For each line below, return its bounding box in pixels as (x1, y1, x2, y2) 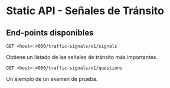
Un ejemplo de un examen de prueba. (6, 76, 98, 82)
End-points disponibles (6, 28, 94, 38)
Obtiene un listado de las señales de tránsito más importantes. (6, 54, 158, 60)
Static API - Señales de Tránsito (6, 4, 164, 18)
